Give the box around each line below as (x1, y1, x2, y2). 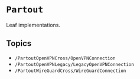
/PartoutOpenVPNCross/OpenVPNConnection (14, 55, 116, 61)
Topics (6, 38, 32, 48)
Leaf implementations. (6, 21, 61, 28)
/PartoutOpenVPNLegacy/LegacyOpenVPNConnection (14, 61, 134, 67)
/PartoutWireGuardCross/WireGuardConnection (14, 68, 126, 74)
